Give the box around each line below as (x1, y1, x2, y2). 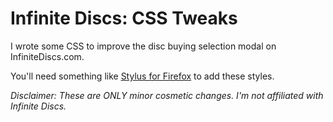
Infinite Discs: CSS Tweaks (10, 7, 238, 30)
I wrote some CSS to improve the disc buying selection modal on (10, 40, 277, 52)
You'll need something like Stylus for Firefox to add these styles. (10, 70, 275, 82)
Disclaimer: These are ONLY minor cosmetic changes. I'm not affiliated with (10, 89, 324, 101)
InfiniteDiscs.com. (10, 50, 85, 62)
